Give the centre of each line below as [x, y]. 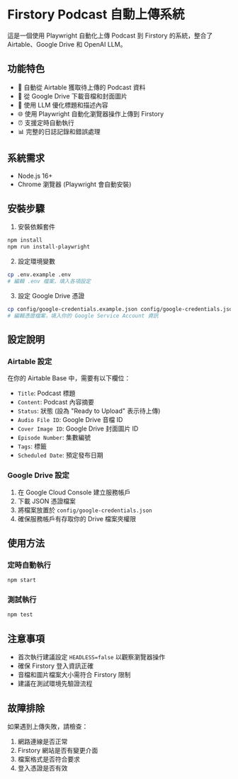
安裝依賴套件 [36, 227]
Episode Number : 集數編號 [54, 438]
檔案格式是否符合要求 [49, 759]
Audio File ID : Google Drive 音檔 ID [70, 420]
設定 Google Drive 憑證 [51, 295]
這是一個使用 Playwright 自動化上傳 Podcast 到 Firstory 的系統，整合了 [110, 35]
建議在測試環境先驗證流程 [55, 683]
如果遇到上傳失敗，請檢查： [48, 726]
